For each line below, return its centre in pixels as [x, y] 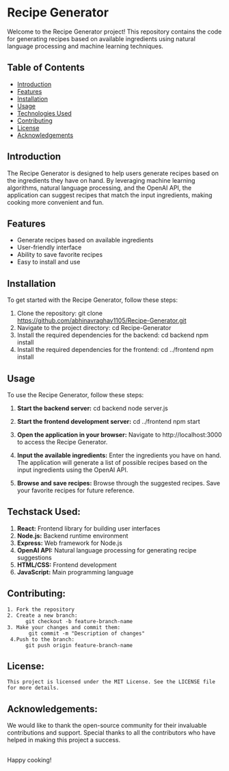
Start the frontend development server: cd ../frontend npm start [108, 421]
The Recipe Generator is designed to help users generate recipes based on [113, 173]
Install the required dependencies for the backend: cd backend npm [112, 335]
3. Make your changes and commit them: [64, 627]
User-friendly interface [49, 247]
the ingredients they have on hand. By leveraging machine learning [101, 180]
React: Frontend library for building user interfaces [89, 528]
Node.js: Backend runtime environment [72, 535]
